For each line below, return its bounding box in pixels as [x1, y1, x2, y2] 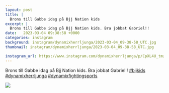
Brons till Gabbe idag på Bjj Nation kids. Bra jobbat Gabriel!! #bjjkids [5, 67, 146, 73]
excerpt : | [5, 21, 28, 26]
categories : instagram [5, 35, 53, 40]
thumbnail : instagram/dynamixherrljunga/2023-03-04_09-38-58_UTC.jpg [5, 44, 154, 49]
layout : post [5, 7, 33, 12]
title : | [5, 12, 24, 17]
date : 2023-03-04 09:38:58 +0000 [5, 30, 80, 35]
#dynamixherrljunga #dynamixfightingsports [5, 72, 98, 78]
